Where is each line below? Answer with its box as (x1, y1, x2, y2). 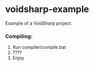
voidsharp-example (5, 4, 89, 15)
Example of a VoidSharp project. (5, 20, 72, 26)
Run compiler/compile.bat (12, 44, 66, 50)
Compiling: (5, 33, 33, 40)
